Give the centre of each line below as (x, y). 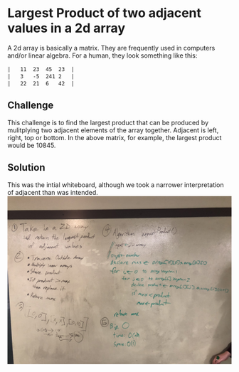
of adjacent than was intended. (53, 192)
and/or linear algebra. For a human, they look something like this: (102, 55)
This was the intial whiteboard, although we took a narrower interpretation (116, 185)
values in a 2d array (67, 28)
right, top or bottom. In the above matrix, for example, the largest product (115, 137)
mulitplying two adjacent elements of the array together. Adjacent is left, (113, 130)
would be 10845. (32, 145)
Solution (26, 168)
